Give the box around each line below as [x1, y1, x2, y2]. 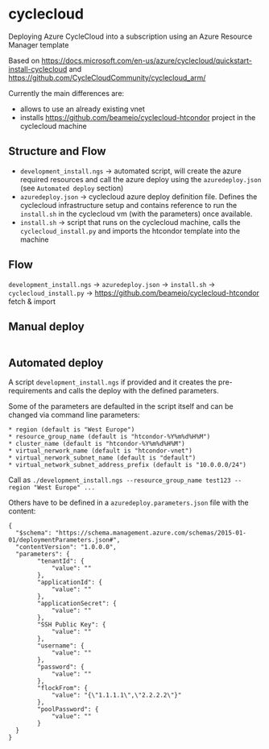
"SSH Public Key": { [37, 621, 106, 629]
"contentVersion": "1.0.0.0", [15, 543, 117, 551]
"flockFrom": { [37, 685, 89, 693]
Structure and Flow [8, 144, 106, 158]
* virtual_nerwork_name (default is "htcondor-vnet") [8, 447, 193, 456]
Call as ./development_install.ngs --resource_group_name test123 [8, 475, 231, 485]
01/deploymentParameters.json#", [8, 536, 121, 544]
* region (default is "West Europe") [8, 426, 135, 434]
